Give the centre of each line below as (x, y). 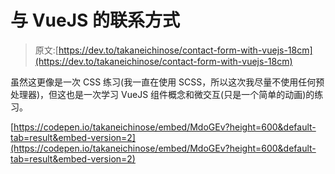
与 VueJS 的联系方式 (95, 20)
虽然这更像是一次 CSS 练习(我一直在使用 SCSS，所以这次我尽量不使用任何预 (167, 82)
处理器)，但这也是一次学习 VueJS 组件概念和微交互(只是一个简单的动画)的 (162, 94)
